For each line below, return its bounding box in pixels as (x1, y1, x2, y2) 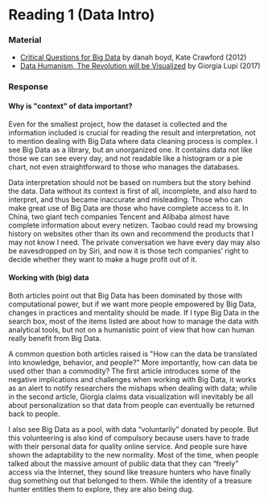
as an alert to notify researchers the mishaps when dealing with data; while (8, 383, 258, 393)
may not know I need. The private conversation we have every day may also (8, 237, 261, 247)
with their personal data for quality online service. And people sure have (8, 441, 248, 451)
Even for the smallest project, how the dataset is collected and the (8, 119, 228, 129)
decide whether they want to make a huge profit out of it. (8, 254, 197, 264)
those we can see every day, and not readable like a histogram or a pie (8, 153, 243, 163)
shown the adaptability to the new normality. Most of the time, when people (8, 450, 259, 459)
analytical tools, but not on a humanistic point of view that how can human (8, 324, 255, 335)
